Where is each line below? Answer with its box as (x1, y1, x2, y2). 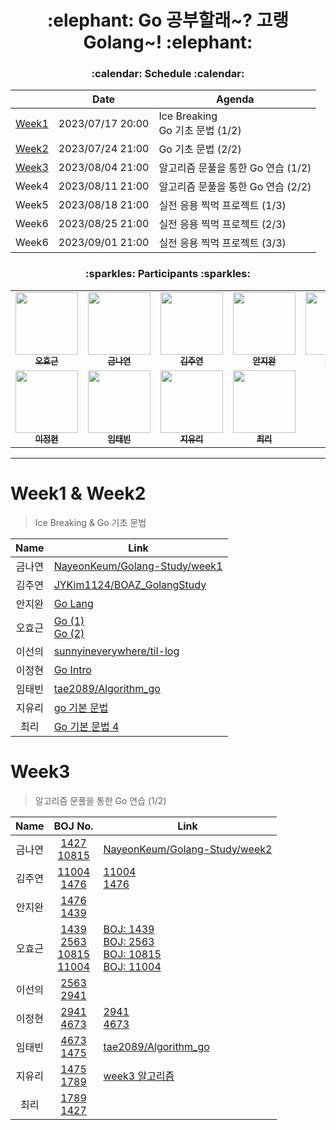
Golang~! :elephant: (83, 31, 253, 54)
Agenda (216, 92, 255, 106)
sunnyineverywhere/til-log (53, 644, 180, 658)
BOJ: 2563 (103, 934, 155, 948)
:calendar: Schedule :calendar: (91, 67, 245, 81)
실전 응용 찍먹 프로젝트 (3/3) (158, 236, 287, 250)
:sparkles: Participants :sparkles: (85, 267, 251, 281)
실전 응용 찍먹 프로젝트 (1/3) (158, 199, 287, 213)
